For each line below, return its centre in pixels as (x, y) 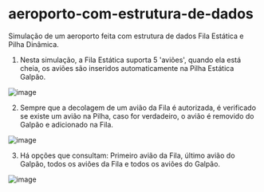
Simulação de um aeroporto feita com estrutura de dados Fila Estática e (126, 36)
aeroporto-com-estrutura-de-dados (131, 14)
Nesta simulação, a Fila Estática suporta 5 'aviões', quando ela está (130, 60)
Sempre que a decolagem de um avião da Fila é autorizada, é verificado (138, 108)
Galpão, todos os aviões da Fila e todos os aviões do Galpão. (120, 163)
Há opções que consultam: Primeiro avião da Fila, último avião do (127, 155)
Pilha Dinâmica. (34, 44)
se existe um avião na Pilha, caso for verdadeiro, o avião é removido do (137, 116)
